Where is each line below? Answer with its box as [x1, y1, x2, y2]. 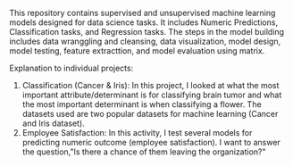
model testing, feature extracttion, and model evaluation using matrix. [9, 46, 265, 56]
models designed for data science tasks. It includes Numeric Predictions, [9, 17, 279, 28]
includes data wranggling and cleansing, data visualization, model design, [9, 36, 281, 46]
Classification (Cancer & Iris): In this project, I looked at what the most [21, 80, 280, 90]
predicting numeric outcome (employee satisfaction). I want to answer [21, 137, 281, 147]
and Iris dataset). [21, 118, 85, 129]
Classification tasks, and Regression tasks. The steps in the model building [9, 27, 284, 37]
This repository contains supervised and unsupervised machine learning [9, 8, 276, 18]
